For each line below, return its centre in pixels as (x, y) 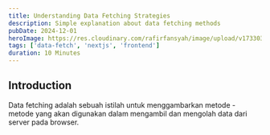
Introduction (40, 86)
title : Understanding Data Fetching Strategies (90, 16)
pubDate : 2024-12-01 (43, 31)
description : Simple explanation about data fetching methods (115, 23)
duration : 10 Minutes (45, 53)
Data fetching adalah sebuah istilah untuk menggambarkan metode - (122, 104)
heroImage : (27, 38)
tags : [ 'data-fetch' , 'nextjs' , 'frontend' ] (84, 46)
